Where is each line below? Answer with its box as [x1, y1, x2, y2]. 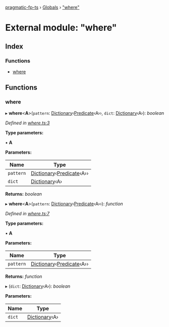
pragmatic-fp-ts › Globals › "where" [5, 5, 80, 10]
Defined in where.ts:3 [5, 120, 50, 126]
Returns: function [5, 273, 42, 279]
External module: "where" [5, 22, 117, 33]
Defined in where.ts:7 [5, 210, 49, 216]
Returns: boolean [5, 191, 42, 197]
